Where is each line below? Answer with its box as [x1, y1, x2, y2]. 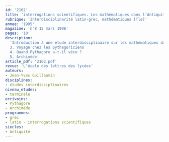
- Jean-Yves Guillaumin [5, 73, 55, 78]
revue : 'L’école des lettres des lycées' [5, 63, 94, 68]
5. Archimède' [10, 54, 39, 59]
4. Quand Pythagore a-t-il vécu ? [10, 49, 82, 54]
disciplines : [5, 78, 33, 83]
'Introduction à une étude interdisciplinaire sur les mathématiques [10, 40, 158, 45]
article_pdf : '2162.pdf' [5, 59, 57, 64]
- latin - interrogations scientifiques [5, 119, 92, 125]
